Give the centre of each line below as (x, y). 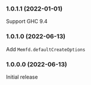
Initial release (22, 77)
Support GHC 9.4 (27, 22)
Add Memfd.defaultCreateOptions (46, 49)
